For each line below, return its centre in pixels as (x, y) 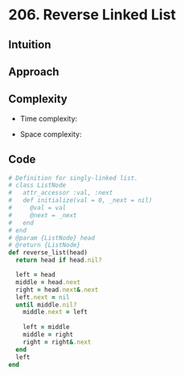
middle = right (48, 335)
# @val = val (37, 208)
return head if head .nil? (59, 260)
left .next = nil (43, 297)
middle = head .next (48, 282)
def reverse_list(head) (48, 253)
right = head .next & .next (57, 290)
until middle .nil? (47, 305)
